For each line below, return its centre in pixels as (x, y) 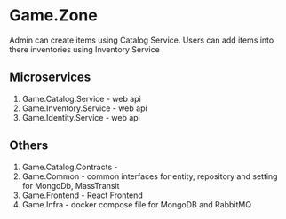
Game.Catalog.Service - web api (82, 98)
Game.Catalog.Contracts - (70, 167)
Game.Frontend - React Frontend (83, 195)
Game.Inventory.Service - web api (85, 108)
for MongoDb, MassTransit (71, 185)
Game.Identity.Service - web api (81, 117)
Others (29, 146)
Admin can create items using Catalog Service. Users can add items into (142, 40)
